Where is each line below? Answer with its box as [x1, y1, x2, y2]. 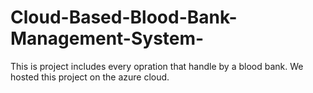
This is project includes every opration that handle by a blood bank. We [10, 60, 304, 72]
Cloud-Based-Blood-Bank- [10, 6, 238, 29]
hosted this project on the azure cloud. [10, 71, 170, 83]
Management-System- [10, 27, 205, 50]
